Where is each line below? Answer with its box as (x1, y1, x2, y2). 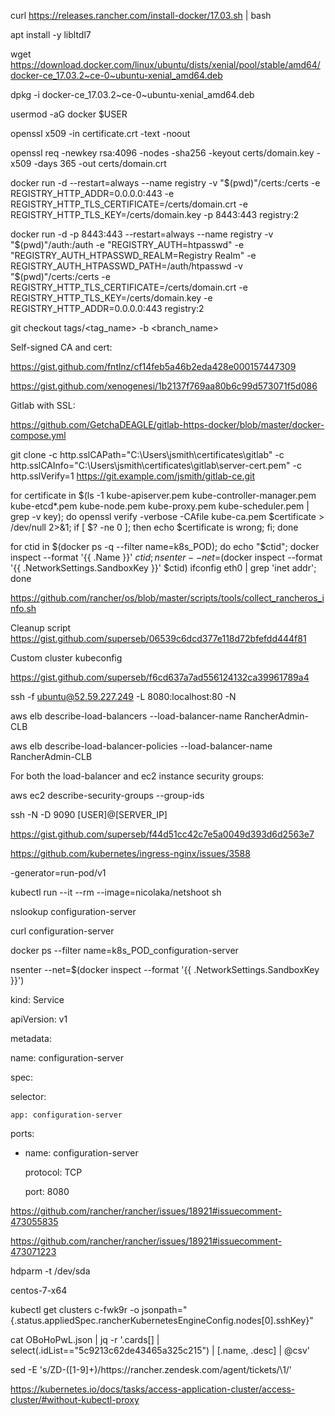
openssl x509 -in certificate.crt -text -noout (10, 128, 191, 139)
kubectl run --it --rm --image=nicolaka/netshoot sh (10, 886, 222, 898)
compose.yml (10, 430, 67, 441)
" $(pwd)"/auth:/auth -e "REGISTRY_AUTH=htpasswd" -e (10, 239, 245, 250)
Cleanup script (10, 622, 72, 634)
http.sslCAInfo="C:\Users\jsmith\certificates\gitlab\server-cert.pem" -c (10, 460, 302, 471)
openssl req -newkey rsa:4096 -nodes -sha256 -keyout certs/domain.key (10, 147, 315, 159)
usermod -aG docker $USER (10, 108, 128, 120)
